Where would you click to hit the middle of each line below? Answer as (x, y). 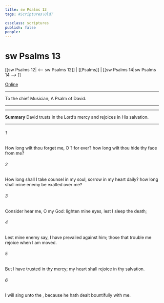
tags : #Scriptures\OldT (29, 14)
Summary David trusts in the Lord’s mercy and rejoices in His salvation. (77, 117)
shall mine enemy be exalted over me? (44, 185)
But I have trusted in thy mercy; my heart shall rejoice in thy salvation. (75, 269)
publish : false (20, 27)
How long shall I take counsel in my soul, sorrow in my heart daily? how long (82, 179)
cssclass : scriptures (27, 23)
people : (13, 32)
